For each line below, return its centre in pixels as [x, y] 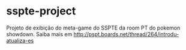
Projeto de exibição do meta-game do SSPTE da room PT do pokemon [93, 28]
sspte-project [41, 11]
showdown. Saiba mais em [39, 34]
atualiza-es [20, 40]
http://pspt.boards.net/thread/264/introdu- [126, 34]
